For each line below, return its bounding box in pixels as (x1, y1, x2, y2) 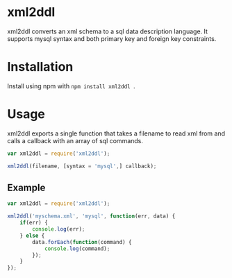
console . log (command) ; (44, 245, 110, 252)
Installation (7, 59, 74, 75)
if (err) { (19, 220, 49, 227)
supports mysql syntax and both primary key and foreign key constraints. (7, 34, 217, 42)
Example (7, 181, 46, 193)
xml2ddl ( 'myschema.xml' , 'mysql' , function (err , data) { (7, 213, 176, 220)
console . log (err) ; (32, 226, 85, 233)
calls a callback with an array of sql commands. (7, 136, 144, 145)
